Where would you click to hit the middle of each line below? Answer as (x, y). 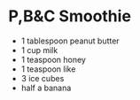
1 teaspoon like (48, 69)
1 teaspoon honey (53, 59)
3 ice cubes (43, 78)
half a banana (46, 88)
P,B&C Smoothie (70, 16)
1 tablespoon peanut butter (70, 41)
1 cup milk (39, 50)
